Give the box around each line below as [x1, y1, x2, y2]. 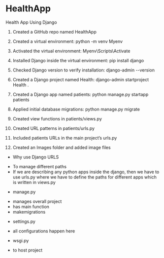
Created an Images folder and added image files [12, 144, 111, 150]
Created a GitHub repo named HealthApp [12, 29, 97, 35]
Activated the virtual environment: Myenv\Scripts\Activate [12, 48, 131, 54]
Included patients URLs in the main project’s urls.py [12, 135, 117, 141]
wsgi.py [12, 237, 29, 243]
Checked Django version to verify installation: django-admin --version [12, 67, 155, 73]
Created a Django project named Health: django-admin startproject [12, 76, 149, 82]
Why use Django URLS [12, 154, 59, 160]
